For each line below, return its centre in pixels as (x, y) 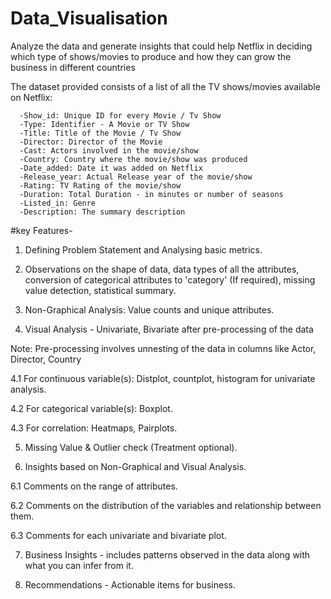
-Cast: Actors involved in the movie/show (109, 150)
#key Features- (41, 230)
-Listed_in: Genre (58, 203)
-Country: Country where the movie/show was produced (133, 159)
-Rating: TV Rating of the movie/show (100, 185)
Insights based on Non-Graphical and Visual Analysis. (135, 466)
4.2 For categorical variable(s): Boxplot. (91, 408)
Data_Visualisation (89, 18)
